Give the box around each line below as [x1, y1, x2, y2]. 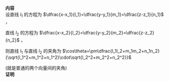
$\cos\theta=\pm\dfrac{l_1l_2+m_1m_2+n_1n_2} [62, 48, 160, 54]
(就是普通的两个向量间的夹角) [5, 65, 68, 71]
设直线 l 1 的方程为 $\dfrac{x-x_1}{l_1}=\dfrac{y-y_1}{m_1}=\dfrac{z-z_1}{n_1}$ [5, 11, 164, 18]
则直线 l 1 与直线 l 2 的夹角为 [5, 48, 61, 55]
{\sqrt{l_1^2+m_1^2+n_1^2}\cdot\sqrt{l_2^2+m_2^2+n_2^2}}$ [5, 54, 132, 60]
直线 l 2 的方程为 [5, 29, 38, 37]
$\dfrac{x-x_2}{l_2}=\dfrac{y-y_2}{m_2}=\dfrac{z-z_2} [39, 29, 155, 35]
